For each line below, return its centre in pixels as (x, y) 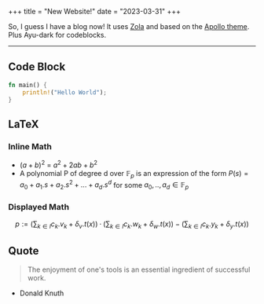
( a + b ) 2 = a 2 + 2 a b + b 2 (59, 164)
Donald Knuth (42, 293)
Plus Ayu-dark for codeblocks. (57, 35)
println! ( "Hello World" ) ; (65, 92)
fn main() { (27, 85)
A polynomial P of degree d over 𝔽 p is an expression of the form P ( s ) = (134, 174)
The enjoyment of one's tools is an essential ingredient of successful (139, 269)
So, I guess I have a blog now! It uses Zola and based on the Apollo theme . (129, 26)
